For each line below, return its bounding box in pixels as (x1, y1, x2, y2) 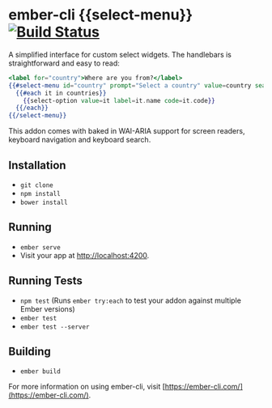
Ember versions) (19, 304, 75, 313)
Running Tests (8, 274, 83, 288)
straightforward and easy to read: (8, 58, 120, 68)
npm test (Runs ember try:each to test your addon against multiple (19, 295, 241, 305)
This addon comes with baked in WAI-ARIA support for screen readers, (8, 126, 245, 136)
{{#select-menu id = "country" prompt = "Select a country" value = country (8, 81, 252, 90)
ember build (19, 368, 61, 376)
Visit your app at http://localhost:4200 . (19, 250, 150, 260)
